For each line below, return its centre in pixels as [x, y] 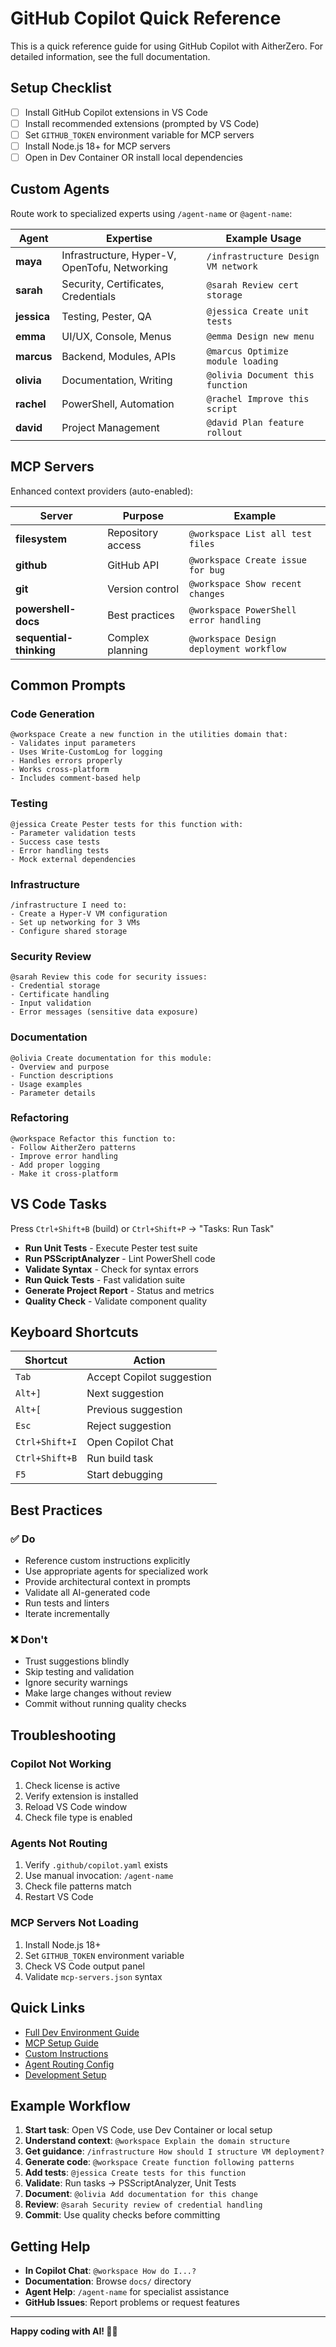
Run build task [120, 1459]
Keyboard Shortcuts [74, 1332]
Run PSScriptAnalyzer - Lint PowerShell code [120, 1258]
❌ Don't [29, 1640]
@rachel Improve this [258, 398]
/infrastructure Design [263, 256]
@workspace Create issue [247, 560]
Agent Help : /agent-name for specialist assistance [127, 2292]
